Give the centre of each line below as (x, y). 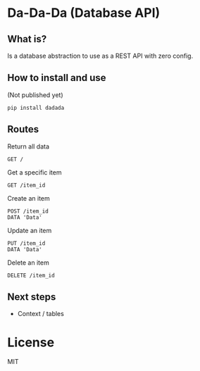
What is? (27, 39)
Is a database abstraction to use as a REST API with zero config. (100, 56)
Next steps (32, 297)
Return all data (29, 146)
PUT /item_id (26, 243)
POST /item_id (28, 211)
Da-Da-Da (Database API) (84, 13)
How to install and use (57, 78)
